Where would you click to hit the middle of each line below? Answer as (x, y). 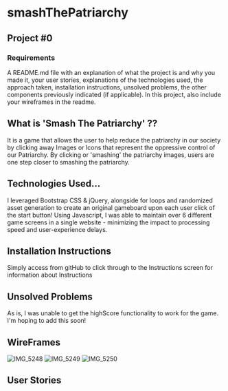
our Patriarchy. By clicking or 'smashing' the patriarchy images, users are (111, 155)
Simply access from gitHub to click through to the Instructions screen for (110, 268)
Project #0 (30, 38)
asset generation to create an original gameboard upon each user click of (111, 207)
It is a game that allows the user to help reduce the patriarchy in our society (114, 140)
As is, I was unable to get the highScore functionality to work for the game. (113, 313)
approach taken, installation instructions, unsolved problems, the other (107, 87)
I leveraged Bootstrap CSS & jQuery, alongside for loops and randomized (110, 200)
